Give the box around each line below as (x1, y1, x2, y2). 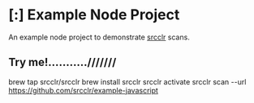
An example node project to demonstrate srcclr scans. (8, 32, 191, 42)
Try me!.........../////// (8, 56, 117, 69)
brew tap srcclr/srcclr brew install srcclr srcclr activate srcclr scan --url (8, 76, 247, 86)
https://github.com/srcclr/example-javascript (8, 85, 158, 95)
